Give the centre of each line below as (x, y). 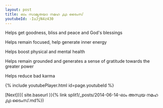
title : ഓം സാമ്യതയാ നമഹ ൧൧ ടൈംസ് (44, 14)
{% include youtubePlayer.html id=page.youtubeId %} (60, 85)
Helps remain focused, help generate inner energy (56, 42)
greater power (19, 66)
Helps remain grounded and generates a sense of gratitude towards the (78, 61)
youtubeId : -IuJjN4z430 (29, 19)
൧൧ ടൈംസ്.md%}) (25, 101)
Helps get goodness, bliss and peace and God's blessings (64, 33)
